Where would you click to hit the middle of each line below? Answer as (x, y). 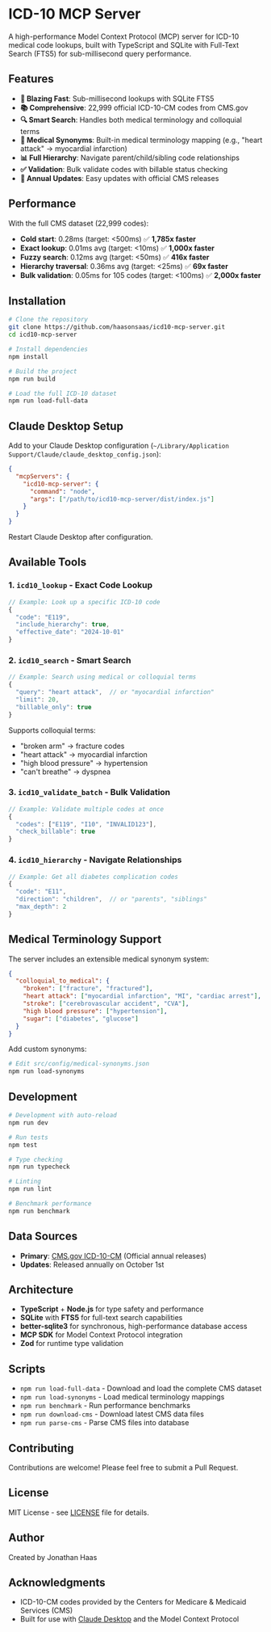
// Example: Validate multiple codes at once (86, 809)
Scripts (27, 1369)
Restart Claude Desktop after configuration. (81, 537)
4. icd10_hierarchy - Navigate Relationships (95, 860)
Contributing (41, 1448)
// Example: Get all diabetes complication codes (94, 877)
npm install (28, 356)
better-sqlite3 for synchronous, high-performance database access (133, 1327)
